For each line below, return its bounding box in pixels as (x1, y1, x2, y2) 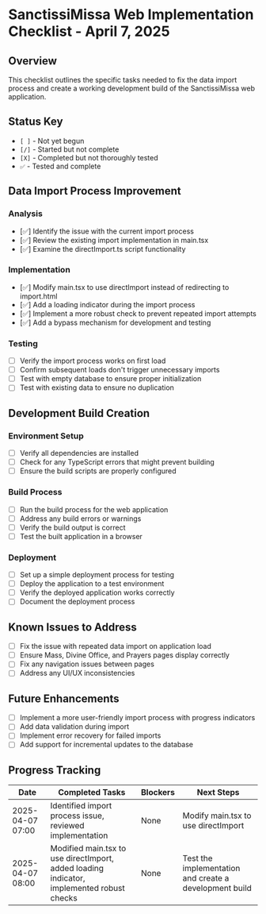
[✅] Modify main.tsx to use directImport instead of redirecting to (19, 282, 230, 291)
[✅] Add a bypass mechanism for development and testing (19, 318, 211, 327)
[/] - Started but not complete (19, 145, 120, 154)
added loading (50, 863, 104, 874)
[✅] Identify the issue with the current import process (19, 226, 194, 236)
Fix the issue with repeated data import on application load (19, 642, 212, 651)
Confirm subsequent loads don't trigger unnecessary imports (19, 365, 220, 375)
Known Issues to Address (8, 620, 137, 634)
